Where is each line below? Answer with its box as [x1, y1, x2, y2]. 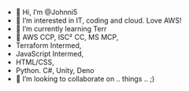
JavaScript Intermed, [15, 49, 84, 58]
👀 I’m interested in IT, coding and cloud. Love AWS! [15, 16, 182, 25]
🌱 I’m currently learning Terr [15, 24, 107, 33]
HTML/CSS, [15, 57, 55, 67]
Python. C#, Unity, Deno [15, 66, 94, 75]
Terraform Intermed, [15, 41, 82, 50]
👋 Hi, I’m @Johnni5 [15, 8, 78, 16]
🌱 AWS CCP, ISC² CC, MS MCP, [15, 32, 119, 42]
